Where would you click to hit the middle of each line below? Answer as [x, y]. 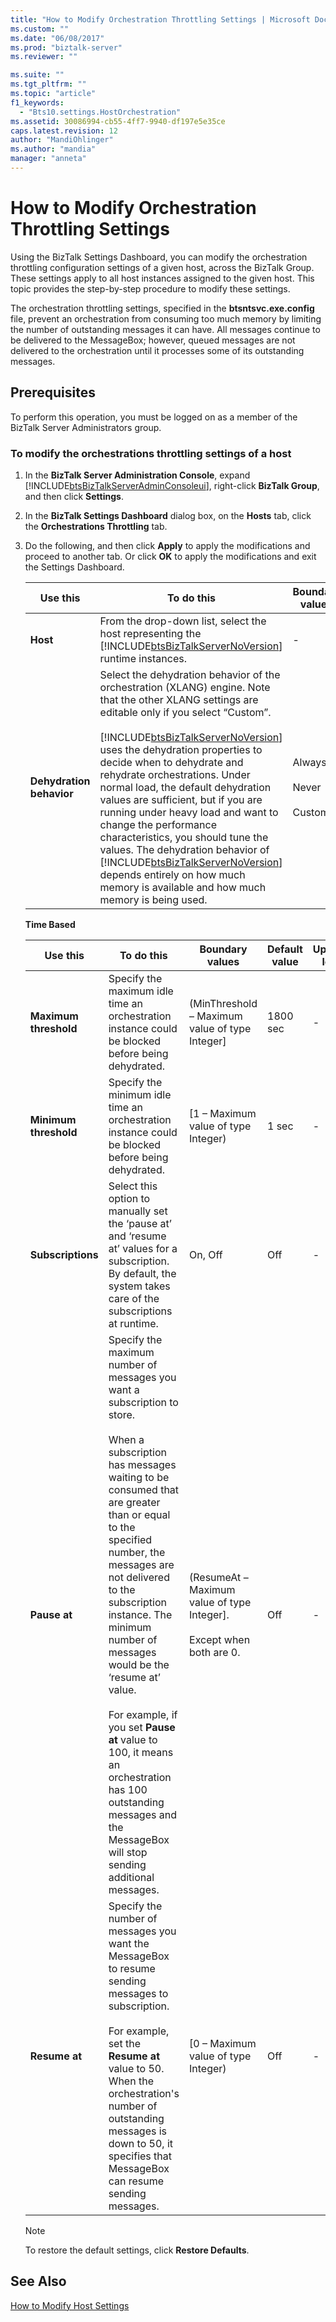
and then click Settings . [74, 496]
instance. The [140, 1614]
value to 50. [136, 2068]
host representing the [150, 633]
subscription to [143, 1402]
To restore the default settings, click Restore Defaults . [137, 2250]
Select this [133, 1186]
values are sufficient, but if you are [181, 799]
